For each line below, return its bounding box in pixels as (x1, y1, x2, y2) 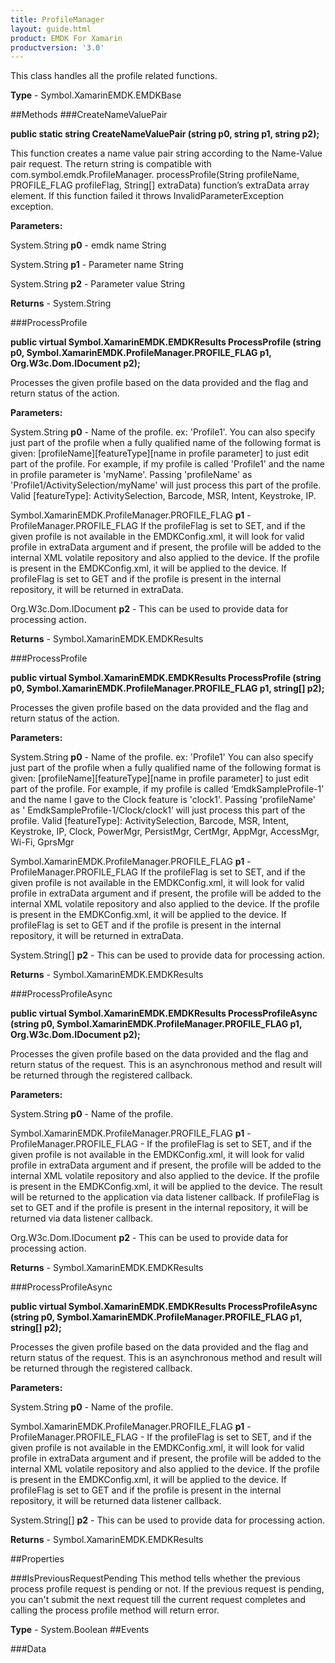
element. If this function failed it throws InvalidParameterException (10, 190, 285, 202)
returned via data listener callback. (10, 1212, 153, 1225)
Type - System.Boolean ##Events (10, 1624, 150, 1636)
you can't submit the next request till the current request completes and (10, 1594, 307, 1606)
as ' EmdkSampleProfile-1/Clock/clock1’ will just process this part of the (10, 804, 306, 816)
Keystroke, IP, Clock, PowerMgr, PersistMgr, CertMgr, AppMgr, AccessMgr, (10, 826, 320, 838)
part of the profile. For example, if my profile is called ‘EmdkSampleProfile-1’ (10, 783, 324, 795)
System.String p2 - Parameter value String (10, 278, 186, 290)
